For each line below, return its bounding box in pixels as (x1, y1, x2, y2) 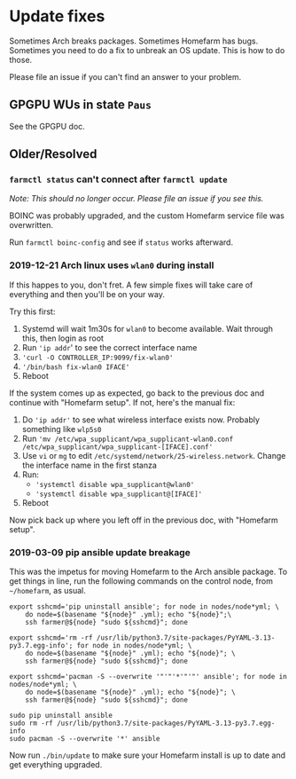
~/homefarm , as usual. (9, 586, 86, 596)
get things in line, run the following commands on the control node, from (9, 576, 273, 586)
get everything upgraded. (9, 759, 103, 770)
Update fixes (9, 6, 105, 27)
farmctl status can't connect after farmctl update (9, 173, 228, 185)
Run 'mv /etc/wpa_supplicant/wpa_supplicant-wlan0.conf (21, 433, 234, 444)
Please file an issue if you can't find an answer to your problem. (9, 71, 242, 82)
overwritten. (9, 220, 54, 231)
